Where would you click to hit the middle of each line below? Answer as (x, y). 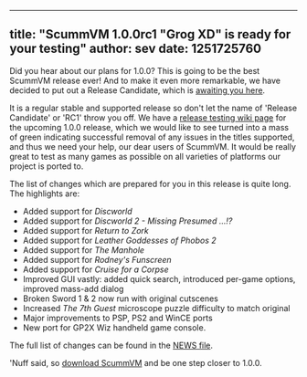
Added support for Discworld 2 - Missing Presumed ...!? (127, 221)
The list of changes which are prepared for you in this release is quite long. (150, 183)
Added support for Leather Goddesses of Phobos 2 (119, 240)
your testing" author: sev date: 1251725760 (136, 49)
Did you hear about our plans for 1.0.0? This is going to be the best (135, 70)
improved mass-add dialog (73, 288)
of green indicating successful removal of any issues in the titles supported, (152, 137)
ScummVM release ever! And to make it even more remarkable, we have (145, 80)
